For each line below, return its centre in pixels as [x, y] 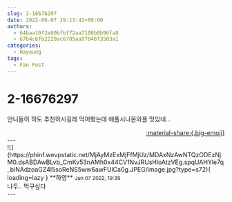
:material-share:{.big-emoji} [185, 132]
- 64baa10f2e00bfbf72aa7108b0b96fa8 [66, 33]
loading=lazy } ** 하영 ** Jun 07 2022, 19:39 [64, 177]
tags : [15, 59]
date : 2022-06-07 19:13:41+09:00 [55, 20]
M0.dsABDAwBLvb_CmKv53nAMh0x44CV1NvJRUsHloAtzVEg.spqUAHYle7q [116, 162]
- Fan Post [29, 65]
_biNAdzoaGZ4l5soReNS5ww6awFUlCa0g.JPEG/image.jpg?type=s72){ [109, 169]
